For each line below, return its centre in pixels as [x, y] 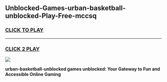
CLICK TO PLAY [24, 30]
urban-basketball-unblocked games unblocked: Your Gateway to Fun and [83, 69]
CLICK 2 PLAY [22, 49]
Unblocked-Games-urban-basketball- [65, 8]
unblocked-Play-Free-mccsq [51, 16]
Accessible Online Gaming [33, 74]
